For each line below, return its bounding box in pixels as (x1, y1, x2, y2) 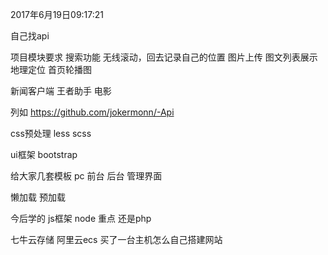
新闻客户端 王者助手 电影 (10, 85, 112, 97)
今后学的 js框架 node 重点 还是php (10, 213, 152, 224)
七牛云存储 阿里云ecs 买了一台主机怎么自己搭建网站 (10, 234, 223, 245)
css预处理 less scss (10, 128, 92, 139)
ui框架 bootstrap (10, 149, 78, 160)
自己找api (10, 30, 50, 42)
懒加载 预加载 (10, 191, 66, 203)
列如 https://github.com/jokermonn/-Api (10, 106, 175, 118)
